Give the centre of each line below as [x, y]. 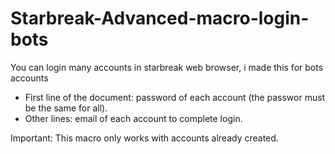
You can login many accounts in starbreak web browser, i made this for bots [167, 67]
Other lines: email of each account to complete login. [133, 118]
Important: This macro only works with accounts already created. [144, 138]
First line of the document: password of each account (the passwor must [175, 97]
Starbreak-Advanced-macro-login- [160, 18]
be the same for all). [66, 108]
